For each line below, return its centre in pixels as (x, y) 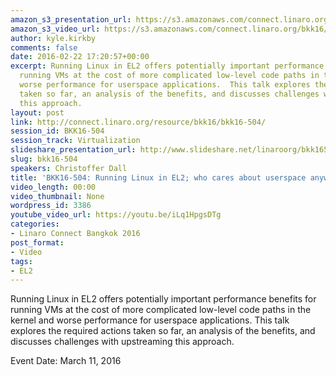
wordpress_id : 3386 (51, 206)
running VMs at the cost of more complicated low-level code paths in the (161, 310)
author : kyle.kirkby (53, 38)
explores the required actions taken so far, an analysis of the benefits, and (163, 331)
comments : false (44, 47)
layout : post (37, 112)
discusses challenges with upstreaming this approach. (122, 342)
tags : (21, 261)
